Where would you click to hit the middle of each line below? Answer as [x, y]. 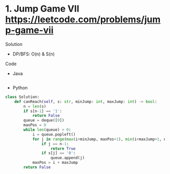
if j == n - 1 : [55, 144]
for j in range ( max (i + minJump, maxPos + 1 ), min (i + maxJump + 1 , [97, 139]
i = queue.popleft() [54, 134]
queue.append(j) [68, 158]
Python [20, 88]
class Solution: [22, 97]
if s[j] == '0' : [58, 153]
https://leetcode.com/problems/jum [83, 19]
